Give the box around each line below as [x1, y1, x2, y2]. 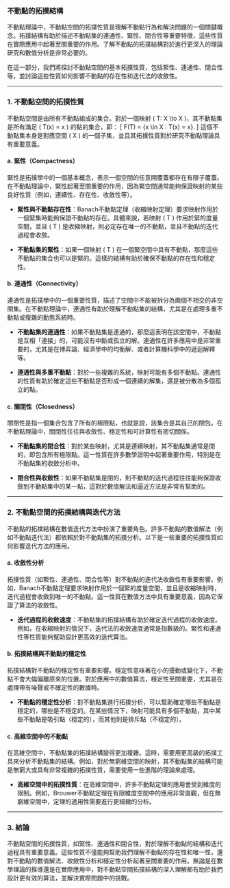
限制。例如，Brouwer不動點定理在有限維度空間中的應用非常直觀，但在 [16, 789, 216, 797]
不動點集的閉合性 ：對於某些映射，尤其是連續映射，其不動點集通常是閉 [16, 442, 216, 450]
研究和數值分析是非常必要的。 [7, 49, 91, 57]
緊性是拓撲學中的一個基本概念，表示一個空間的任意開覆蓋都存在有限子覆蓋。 [7, 173, 223, 181]
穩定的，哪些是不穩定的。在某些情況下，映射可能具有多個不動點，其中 [16, 706, 216, 714]
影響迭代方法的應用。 [12, 541, 73, 550]
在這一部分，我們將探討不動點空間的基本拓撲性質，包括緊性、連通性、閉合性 [7, 63, 223, 71]
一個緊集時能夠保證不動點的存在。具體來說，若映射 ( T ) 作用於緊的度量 [16, 213, 218, 222]
